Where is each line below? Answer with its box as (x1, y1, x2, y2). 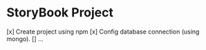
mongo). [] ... (6, 34, 44, 42)
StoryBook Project (6, 5, 114, 21)
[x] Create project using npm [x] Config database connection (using (6, 27, 200, 36)
